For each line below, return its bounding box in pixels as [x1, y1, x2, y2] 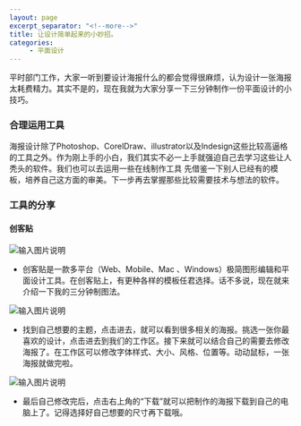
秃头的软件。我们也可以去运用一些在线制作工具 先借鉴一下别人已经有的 [9, 163, 271, 175]
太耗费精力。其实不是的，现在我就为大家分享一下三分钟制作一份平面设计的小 [9, 83, 292, 94]
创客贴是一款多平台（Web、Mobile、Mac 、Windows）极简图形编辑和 [21, 263, 282, 274]
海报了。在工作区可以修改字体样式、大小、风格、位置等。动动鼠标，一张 [21, 346, 289, 357]
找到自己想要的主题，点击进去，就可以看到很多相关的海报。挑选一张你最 [21, 324, 289, 335]
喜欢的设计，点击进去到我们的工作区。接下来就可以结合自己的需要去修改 [21, 335, 289, 345]
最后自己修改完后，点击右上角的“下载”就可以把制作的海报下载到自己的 [21, 396, 281, 406]
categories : [9, 38, 54, 47]
